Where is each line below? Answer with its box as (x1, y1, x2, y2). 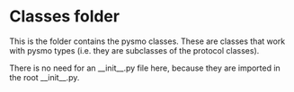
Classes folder (9, 6, 120, 27)
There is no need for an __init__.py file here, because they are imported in (9, 63, 281, 73)
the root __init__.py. (9, 71, 80, 82)
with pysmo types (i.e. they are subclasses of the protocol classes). (9, 45, 260, 55)
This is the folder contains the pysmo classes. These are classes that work (9, 36, 286, 46)
